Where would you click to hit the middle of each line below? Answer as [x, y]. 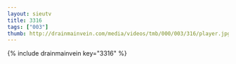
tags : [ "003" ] [28, 27]
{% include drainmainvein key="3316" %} [67, 53]
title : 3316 [25, 20]
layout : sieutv [29, 14]
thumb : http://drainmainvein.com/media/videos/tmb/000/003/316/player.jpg [119, 33]
